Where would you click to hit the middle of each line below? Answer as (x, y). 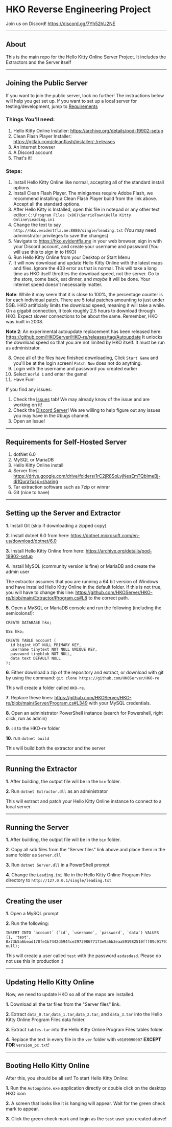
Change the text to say (37, 225)
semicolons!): (20, 613)
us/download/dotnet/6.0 (31, 541)
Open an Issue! (29, 421)
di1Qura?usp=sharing (35, 481)
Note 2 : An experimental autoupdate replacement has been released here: (84, 332)
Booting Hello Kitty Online (48, 1066)
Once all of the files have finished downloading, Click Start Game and (86, 358)
